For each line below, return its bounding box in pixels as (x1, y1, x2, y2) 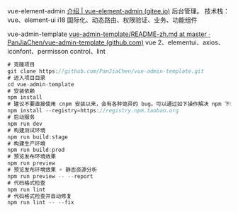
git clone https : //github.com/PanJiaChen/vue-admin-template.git (7, 67, 204, 75)
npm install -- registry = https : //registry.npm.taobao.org (7, 107, 179, 114)
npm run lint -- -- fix (7, 199, 74, 206)
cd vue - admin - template (7, 81, 74, 88)
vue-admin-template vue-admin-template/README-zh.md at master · (7, 30, 210, 38)
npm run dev (7, 120, 42, 127)
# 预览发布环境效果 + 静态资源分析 (7, 166, 98, 173)
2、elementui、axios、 (157, 38, 225, 47)
